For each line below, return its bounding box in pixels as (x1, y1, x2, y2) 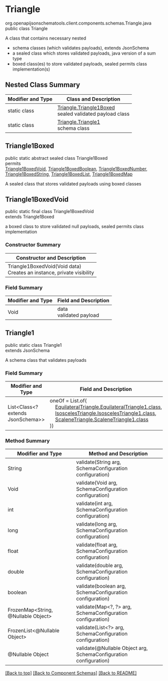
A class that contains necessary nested (5, 35, 86, 41)
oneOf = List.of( (49, 397, 87, 404)
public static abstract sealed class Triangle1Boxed (5, 155, 108, 161)
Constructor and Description (15, 254, 86, 261)
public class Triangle (5, 25, 48, 31)
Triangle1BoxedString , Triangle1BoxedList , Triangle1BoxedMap (5, 171, 133, 177)
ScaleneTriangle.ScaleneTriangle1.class (54, 416, 149, 423)
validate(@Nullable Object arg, (76, 645, 148, 652)
